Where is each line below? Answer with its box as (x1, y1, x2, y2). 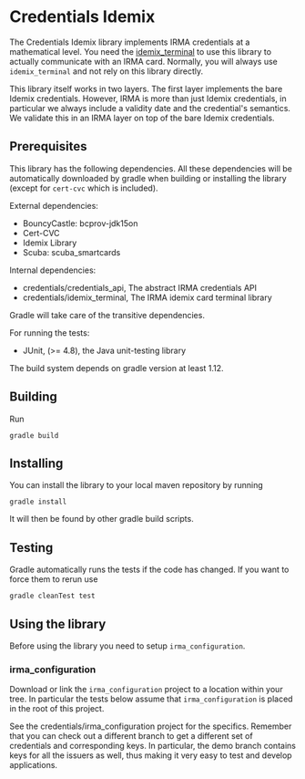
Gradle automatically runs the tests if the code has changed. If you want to (9, 564, 290, 576)
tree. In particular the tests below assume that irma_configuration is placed (9, 693, 293, 704)
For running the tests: (9, 327, 90, 338)
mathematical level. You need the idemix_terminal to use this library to (9, 46, 271, 57)
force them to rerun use (9, 574, 98, 585)
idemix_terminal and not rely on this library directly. (9, 66, 204, 77)
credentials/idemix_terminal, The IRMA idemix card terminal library (22, 292, 273, 303)
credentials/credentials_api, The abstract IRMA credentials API (22, 282, 258, 293)
